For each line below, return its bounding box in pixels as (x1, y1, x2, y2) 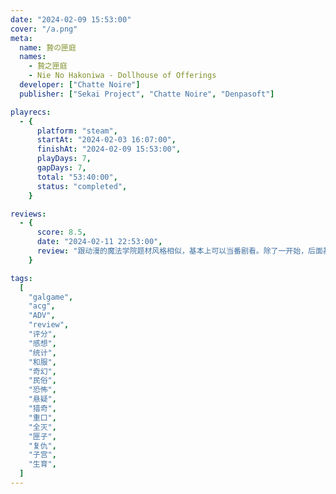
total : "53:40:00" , (36, 172, 118, 182)
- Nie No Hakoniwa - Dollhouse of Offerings (28, 71, 217, 81)
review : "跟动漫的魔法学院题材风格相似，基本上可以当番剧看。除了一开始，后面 (36, 246, 323, 256)
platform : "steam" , (36, 126, 118, 136)
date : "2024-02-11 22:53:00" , (36, 237, 163, 247)
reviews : (10, 209, 47, 219)
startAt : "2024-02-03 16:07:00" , (36, 135, 177, 145)
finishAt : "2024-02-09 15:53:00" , (36, 144, 182, 155)
